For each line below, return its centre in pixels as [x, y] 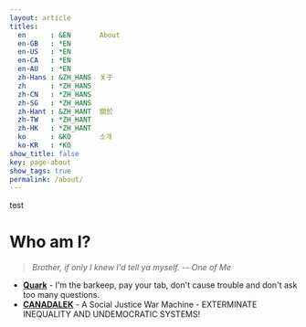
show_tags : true [40, 171]
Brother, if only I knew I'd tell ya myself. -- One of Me [131, 268]
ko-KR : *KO [44, 145]
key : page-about [40, 162]
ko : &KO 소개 [65, 137]
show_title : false [44, 153]
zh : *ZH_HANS [55, 86]
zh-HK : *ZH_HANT [55, 129]
